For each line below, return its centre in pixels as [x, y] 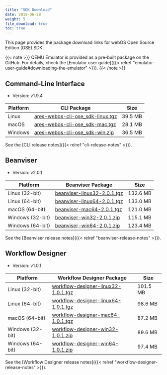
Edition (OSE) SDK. [24, 48]
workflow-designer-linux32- [87, 286]
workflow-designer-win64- [85, 343]
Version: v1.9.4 [28, 96]
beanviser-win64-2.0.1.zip [87, 226]
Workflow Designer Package [92, 278]
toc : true [15, 28]
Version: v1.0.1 [27, 265]
